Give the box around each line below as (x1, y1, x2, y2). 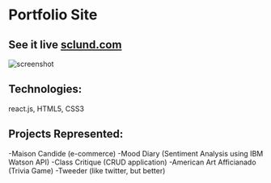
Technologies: (8, 82, 83, 96)
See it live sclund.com (8, 38, 122, 52)
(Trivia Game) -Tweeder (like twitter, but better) (8, 165, 166, 175)
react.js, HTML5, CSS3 (8, 103, 85, 114)
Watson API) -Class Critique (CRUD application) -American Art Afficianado (8, 157, 256, 167)
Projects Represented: (8, 127, 124, 141)
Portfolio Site (8, 6, 98, 24)
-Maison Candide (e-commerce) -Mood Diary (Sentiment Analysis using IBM (8, 148, 264, 158)
